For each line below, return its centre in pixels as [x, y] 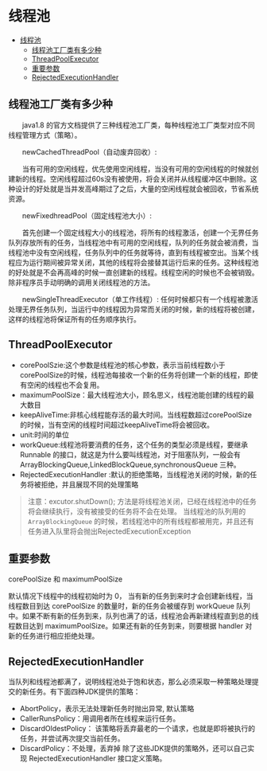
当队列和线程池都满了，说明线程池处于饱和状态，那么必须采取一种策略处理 [130, 682]
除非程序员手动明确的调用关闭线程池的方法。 [79, 282]
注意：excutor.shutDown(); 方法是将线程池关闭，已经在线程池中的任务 [142, 501]
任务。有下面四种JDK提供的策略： [85, 692]
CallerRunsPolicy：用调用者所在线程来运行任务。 [100, 718]
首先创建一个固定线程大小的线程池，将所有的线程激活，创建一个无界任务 [140, 233]
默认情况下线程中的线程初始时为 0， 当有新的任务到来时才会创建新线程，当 [131, 596]
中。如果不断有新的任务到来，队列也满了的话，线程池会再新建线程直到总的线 [133, 616]
